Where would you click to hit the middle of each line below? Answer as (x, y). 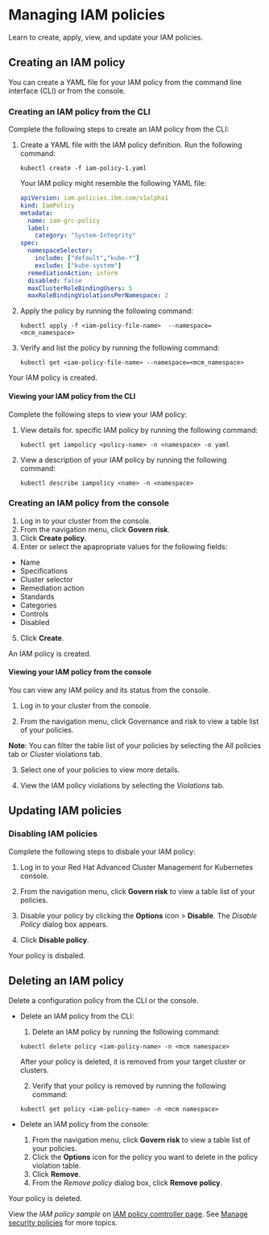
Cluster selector (47, 579)
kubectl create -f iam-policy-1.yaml (83, 168)
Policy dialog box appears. (64, 924)
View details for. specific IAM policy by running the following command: (139, 430)
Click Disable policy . (55, 939)
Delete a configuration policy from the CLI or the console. (103, 1000)
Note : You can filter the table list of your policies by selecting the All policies (135, 746)
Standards (37, 596)
